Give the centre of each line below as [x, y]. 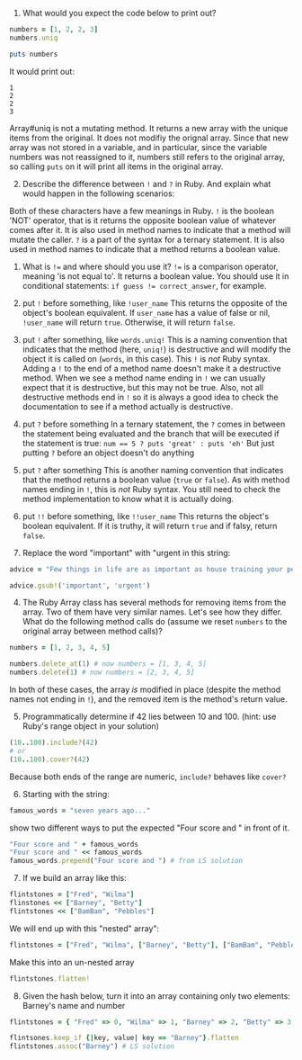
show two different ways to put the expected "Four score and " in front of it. [150, 828]
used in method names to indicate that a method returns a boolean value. [145, 249]
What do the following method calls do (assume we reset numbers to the [155, 622]
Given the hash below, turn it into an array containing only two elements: [156, 996]
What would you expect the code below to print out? [119, 13]
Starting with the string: [66, 794]
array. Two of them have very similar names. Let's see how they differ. [152, 612]
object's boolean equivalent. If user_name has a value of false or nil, [146, 312]
